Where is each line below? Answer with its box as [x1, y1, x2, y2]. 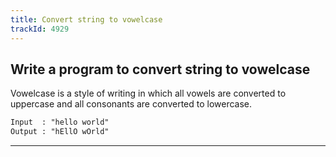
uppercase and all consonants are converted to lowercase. [10, 98, 253, 110]
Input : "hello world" [10, 117, 110, 128]
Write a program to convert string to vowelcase [10, 61, 311, 78]
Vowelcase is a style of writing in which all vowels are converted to [10, 87, 287, 100]
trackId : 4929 [10, 24, 70, 34]
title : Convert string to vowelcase [10, 14, 163, 25]
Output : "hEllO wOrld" [10, 127, 110, 137]
